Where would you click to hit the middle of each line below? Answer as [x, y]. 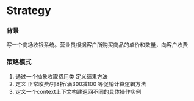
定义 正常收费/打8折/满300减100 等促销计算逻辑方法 [81, 84]
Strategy [29, 11]
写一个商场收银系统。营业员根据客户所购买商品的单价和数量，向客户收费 [97, 45]
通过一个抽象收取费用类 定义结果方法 [61, 76]
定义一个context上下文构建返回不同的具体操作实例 [78, 91]
